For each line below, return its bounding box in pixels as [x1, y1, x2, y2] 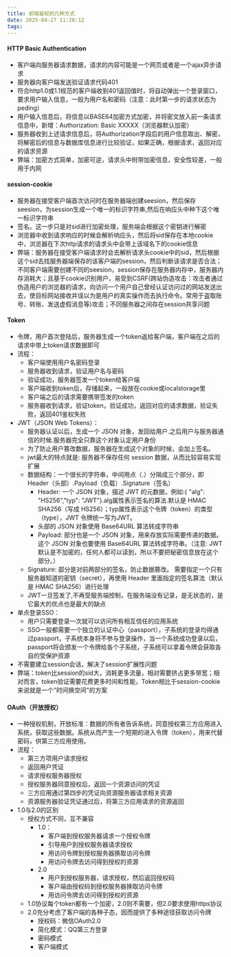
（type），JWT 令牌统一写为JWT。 [37, 513, 136, 522]
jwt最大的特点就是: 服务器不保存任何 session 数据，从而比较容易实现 [27, 453, 221, 461]
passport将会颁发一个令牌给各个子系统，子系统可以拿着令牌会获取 [27, 642, 215, 651]
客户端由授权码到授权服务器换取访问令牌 [47, 882, 163, 891]
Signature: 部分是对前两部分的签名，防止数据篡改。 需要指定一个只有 [27, 565, 223, 573]
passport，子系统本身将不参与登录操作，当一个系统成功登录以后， [33, 634, 221, 642]
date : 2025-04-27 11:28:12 [7, 17, 85, 23]
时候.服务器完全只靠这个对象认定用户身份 [39, 435, 156, 444]
